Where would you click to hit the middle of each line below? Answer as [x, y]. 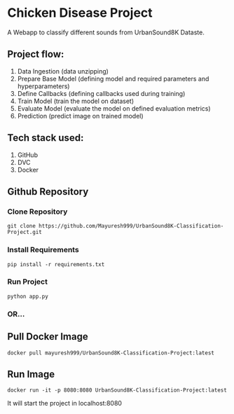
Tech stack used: [46, 138]
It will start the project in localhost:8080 [65, 403]
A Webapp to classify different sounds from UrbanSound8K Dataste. [106, 32]
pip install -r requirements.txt [56, 264]
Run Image [31, 374]
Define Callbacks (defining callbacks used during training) [101, 93]
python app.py [28, 296]
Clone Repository [37, 212]
